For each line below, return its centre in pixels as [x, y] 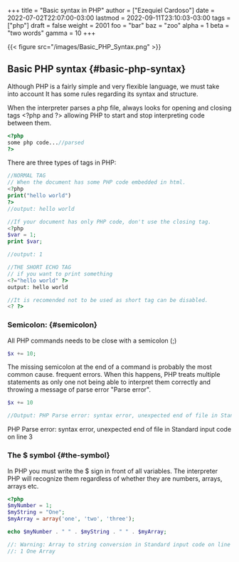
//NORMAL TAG [27, 176]
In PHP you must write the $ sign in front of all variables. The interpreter [113, 471]
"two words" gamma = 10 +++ [52, 33]
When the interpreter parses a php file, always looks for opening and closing [119, 108]
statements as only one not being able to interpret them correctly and [109, 382]
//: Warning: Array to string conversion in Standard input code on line [119, 544]
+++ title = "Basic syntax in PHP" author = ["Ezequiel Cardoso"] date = [111, 10]
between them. [30, 123]
